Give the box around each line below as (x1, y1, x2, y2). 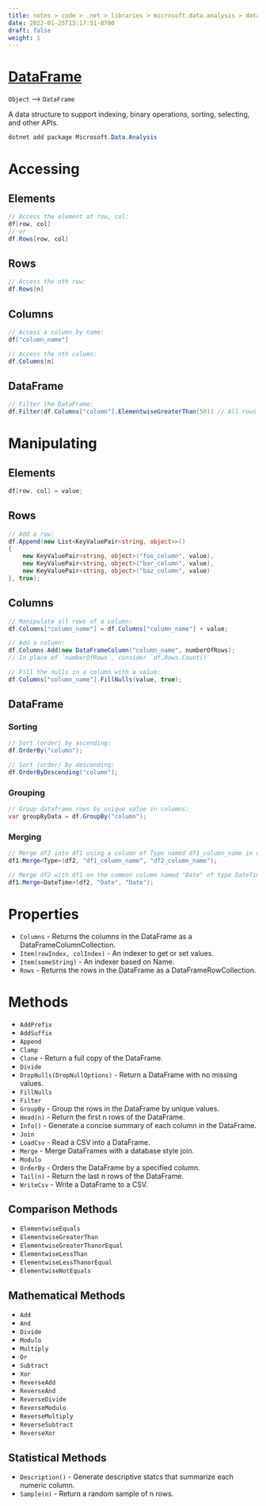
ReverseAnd (19, 1387, 56, 1396)
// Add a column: (8, 639, 66, 647)
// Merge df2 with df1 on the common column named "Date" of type (8, 871, 232, 880)
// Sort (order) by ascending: (8, 739, 112, 747)
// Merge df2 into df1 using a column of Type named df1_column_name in (8, 849, 253, 857)
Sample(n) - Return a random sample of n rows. (19, 1489, 174, 1499)
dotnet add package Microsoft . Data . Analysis (8, 133, 158, 141)
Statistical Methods (8, 1450, 107, 1465)
